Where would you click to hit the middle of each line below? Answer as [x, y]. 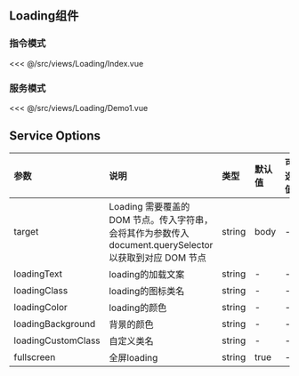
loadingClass [41, 290]
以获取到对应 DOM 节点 [158, 258]
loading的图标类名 [147, 291]
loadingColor [41, 307]
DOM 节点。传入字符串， [161, 220]
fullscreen [35, 356]
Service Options [55, 136]
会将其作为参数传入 [149, 233]
